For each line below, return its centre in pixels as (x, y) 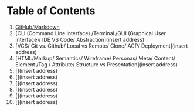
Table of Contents (51, 11)
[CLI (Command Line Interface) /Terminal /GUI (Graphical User (91, 33)
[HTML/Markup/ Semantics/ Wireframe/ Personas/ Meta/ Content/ (95, 58)
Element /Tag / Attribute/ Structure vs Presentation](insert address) (96, 64)
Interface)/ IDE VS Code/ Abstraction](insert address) (80, 39)
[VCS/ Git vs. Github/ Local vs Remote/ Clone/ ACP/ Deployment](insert (101, 46)
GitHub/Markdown (38, 27)
